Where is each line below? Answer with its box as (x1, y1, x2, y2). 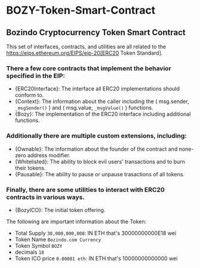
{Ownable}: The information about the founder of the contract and (14, 145, 178, 152)
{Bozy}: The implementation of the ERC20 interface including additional (14, 111, 191, 118)
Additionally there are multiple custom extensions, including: (6, 132, 187, 140)
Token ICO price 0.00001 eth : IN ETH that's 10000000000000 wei (14, 254, 178, 262)
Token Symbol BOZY (14, 242, 63, 249)
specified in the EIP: (6, 71, 66, 80)
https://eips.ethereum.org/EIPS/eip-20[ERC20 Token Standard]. (6, 49, 163, 57)
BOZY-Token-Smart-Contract (6, 4, 156, 17)
